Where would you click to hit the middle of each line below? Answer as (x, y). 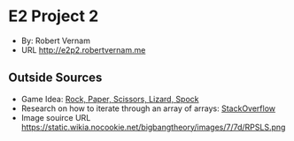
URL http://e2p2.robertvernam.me (83, 49)
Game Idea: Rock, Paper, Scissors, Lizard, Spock (110, 99)
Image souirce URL (56, 117)
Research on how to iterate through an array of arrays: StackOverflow (148, 108)
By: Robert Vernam (55, 41)
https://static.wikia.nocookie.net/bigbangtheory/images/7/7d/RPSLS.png (153, 127)
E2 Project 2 (54, 16)
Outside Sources (55, 78)
